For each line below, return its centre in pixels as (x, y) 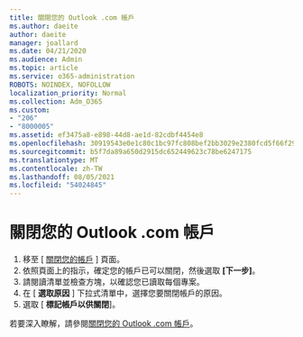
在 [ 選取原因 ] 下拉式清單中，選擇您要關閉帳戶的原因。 (124, 293)
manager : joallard (44, 43)
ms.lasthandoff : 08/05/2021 (62, 177)
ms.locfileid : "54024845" (58, 186)
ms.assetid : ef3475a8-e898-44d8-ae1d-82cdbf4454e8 (106, 135)
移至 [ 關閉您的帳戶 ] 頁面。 (73, 260)
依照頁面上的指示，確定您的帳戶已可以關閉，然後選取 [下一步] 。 (141, 270)
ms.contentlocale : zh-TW (56, 168)
